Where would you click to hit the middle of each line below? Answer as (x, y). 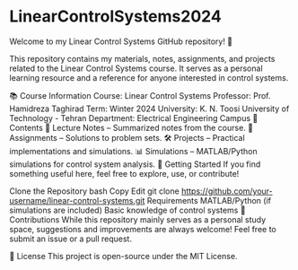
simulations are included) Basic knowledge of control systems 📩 (127, 210)
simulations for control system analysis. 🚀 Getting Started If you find (135, 164)
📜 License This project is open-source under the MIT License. (123, 256)
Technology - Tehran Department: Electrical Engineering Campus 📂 (134, 118)
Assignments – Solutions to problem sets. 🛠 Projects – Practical (127, 137)
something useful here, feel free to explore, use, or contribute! (124, 173)
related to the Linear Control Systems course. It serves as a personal (136, 68)
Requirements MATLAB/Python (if (209, 200)
